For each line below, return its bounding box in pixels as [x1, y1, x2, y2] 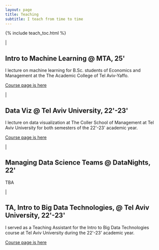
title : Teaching [5, 12, 39, 17]
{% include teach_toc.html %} [5, 30, 66, 36]
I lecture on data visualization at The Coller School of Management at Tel [5, 120, 154, 125]
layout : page [5, 7, 32, 12]
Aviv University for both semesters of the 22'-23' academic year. [5, 125, 138, 131]
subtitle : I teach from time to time [5, 16, 83, 21]
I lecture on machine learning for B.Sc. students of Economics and [5, 68, 141, 74]
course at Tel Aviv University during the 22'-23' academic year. [5, 230, 135, 236]
